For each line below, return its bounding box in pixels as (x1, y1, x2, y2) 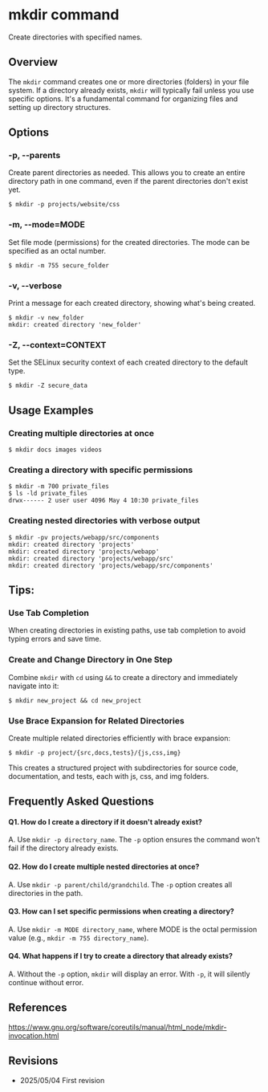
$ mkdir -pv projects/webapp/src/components (8, 533, 160, 541)
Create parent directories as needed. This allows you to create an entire (8, 168, 246, 177)
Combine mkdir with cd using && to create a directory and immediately (8, 672, 238, 682)
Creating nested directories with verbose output (8, 515, 201, 527)
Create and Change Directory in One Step (8, 654, 173, 666)
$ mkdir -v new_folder (8, 314, 84, 322)
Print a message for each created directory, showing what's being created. (8, 299, 256, 308)
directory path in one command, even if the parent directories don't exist (8, 177, 249, 186)
